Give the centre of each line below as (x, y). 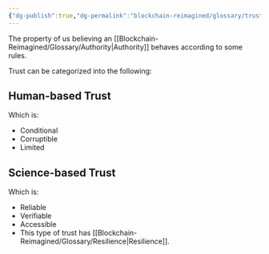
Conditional (39, 131)
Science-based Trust (62, 173)
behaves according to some (197, 47)
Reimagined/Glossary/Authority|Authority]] (79, 47)
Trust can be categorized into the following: (80, 71)
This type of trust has (55, 233)
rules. (18, 55)
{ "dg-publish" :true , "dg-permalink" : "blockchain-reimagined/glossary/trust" (137, 16)
